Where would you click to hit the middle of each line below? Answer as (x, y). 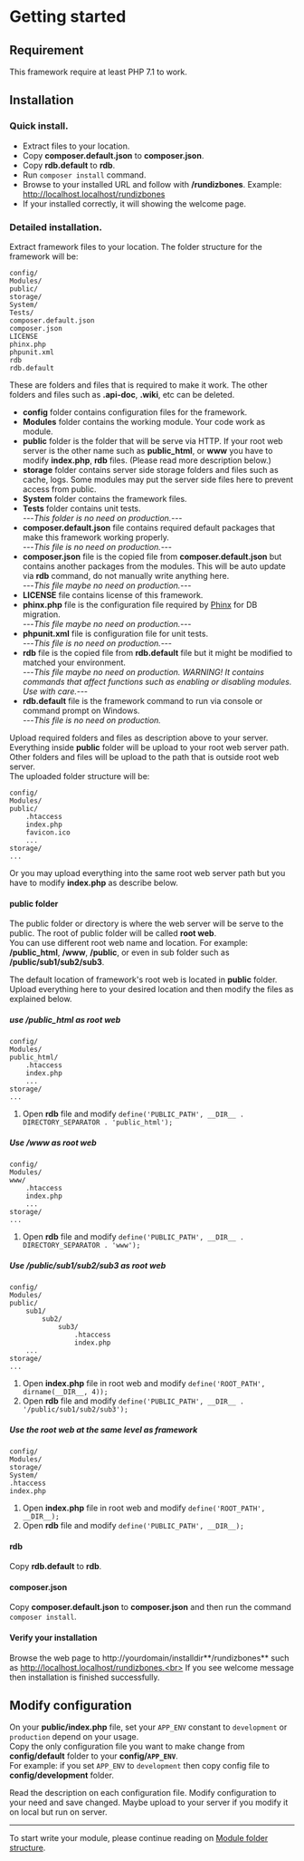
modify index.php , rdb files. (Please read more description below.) (147, 460)
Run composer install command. (84, 175)
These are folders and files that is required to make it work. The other (139, 385)
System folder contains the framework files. (104, 498)
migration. (41, 614)
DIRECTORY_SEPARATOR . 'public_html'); (98, 1123)
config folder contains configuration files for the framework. (135, 412)
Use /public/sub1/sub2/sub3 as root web (88, 1265)
